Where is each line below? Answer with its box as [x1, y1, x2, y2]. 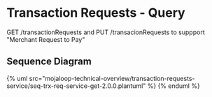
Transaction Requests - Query [6, 5, 186, 21]
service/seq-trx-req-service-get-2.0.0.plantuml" [6, 82, 146, 90]
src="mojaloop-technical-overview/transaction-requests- [29, 74, 195, 82]
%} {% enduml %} [147, 82, 200, 90]
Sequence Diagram [6, 56, 92, 68]
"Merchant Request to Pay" [6, 35, 85, 43]
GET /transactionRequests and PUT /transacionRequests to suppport [6, 28, 205, 36]
